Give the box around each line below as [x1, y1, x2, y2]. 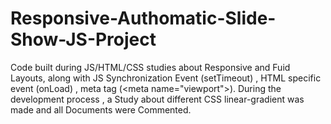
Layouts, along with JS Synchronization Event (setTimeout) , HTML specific [10, 72, 322, 84]
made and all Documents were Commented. [10, 103, 192, 116]
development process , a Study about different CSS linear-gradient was [10, 93, 305, 105]
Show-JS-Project [10, 28, 157, 51]
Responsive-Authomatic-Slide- [10, 7, 277, 30]
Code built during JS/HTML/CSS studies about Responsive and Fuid [10, 61, 291, 73]
